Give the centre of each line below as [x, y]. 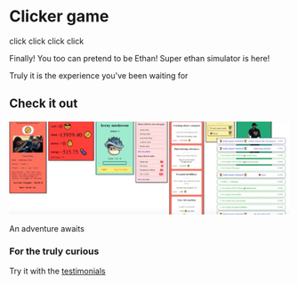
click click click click [47, 41]
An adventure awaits [47, 228]
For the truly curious [54, 251]
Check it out [44, 104]
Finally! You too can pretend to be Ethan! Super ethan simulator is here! [140, 58]
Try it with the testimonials [57, 271]
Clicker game [59, 16]
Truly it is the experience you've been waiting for [99, 75]
